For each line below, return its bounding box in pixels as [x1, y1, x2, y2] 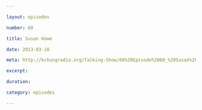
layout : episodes [6, 14, 50, 20]
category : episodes [6, 90, 55, 96]
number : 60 [6, 25, 34, 30]
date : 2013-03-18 [6, 46, 50, 53]
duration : [6, 79, 31, 85]
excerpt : [6, 68, 28, 74]
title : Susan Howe [6, 35, 52, 42]
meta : [6, 57, 20, 63]
